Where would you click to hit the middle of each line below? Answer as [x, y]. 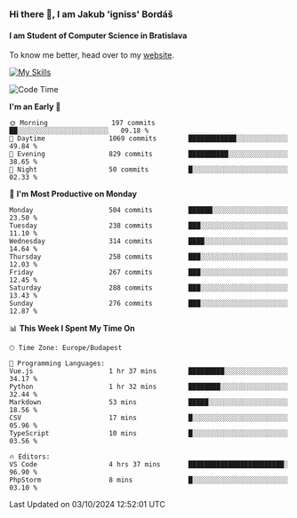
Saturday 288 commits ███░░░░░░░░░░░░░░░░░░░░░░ [149, 288]
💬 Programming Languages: [57, 363]
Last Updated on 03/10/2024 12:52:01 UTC [88, 505]
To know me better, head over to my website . [92, 55]
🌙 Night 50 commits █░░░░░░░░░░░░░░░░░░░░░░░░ [149, 170]
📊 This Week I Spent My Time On [72, 329]
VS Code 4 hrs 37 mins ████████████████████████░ [149, 465]
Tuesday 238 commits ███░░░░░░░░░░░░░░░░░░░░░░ [149, 226]
